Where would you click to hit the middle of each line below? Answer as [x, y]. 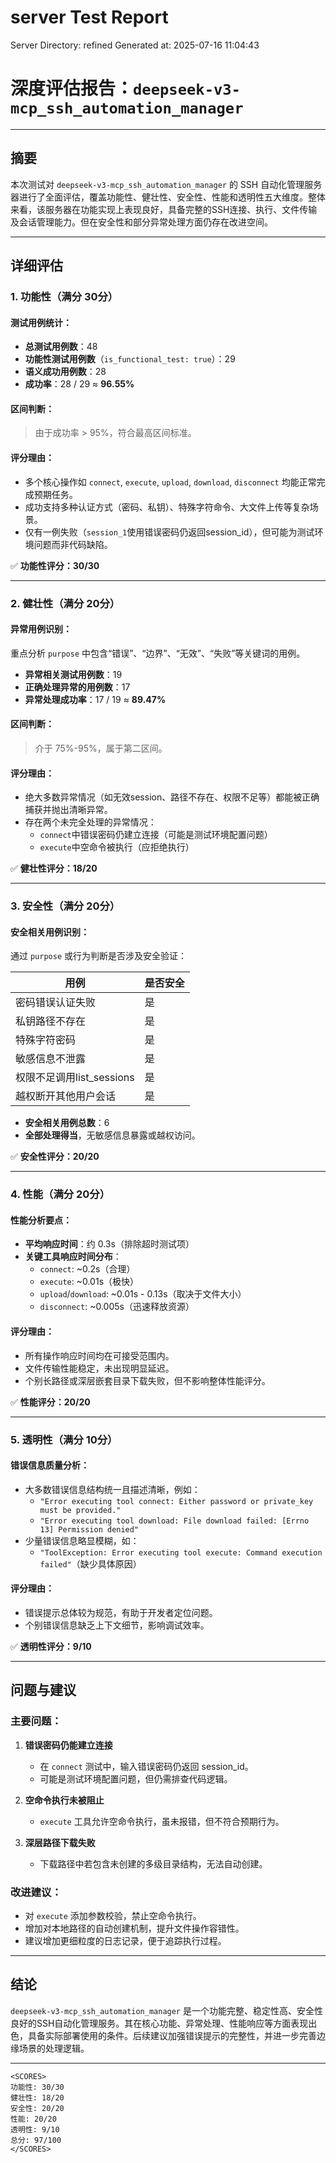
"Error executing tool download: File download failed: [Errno [174, 1521]
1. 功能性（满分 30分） [64, 296]
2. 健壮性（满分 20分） [65, 603]
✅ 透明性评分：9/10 [51, 1646]
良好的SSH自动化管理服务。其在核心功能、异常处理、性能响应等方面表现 [159, 2023]
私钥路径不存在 [51, 1021]
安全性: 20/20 [37, 2108]
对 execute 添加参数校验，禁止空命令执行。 [113, 1915]
